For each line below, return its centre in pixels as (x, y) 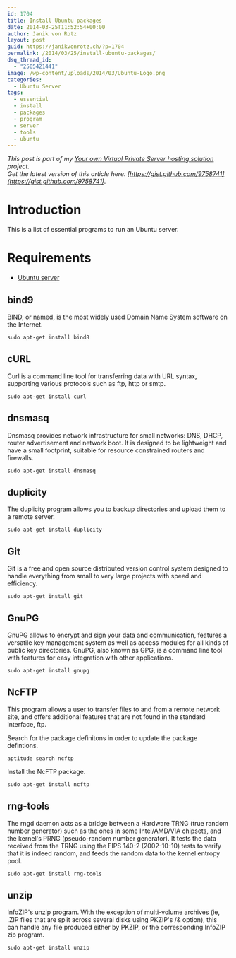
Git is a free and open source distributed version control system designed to (118, 568)
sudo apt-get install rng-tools (55, 874)
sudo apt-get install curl (47, 397)
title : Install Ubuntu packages (55, 21)
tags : (15, 93)
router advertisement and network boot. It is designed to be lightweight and (117, 443)
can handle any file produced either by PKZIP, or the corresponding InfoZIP (116, 928)
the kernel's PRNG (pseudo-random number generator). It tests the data (112, 838)
